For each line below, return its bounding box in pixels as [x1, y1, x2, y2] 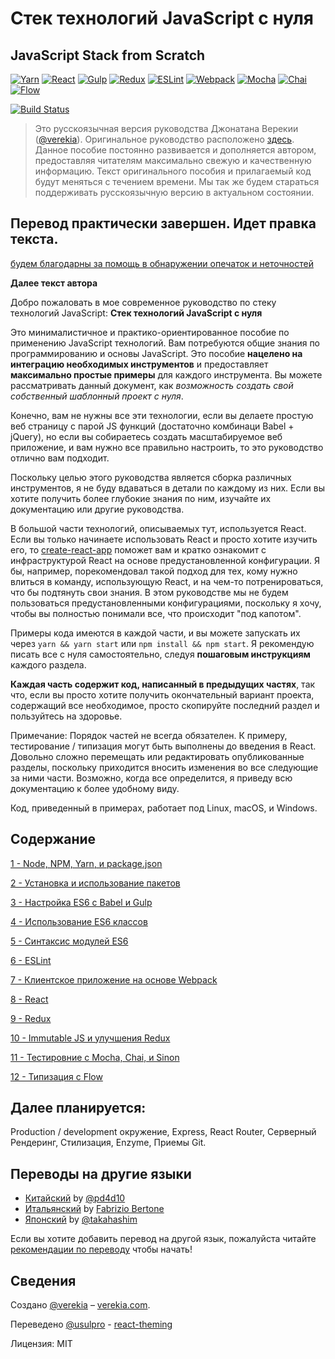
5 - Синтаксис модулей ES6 [10, 935, 129, 947]
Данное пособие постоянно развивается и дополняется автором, [34, 144, 317, 156]
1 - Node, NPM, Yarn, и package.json [10, 857, 163, 869]
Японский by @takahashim [24, 1213, 138, 1226]
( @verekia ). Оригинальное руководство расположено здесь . [34, 133, 295, 145]
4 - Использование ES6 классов [10, 915, 148, 927]
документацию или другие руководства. [10, 503, 185, 515]
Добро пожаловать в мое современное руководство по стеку [10, 296, 277, 308]
